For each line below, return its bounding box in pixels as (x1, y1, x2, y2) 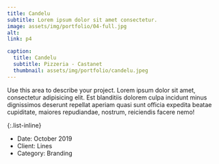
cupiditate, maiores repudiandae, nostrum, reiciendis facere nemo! (7, 108, 195, 116)
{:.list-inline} (7, 121, 42, 129)
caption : (7, 48, 32, 55)
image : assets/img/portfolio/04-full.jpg (7, 23, 127, 30)
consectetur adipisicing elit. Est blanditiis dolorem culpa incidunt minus (7, 93, 207, 102)
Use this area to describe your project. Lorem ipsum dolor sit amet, (7, 86, 196, 94)
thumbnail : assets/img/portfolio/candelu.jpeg (13, 67, 149, 74)
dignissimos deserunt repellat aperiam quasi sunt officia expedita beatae (7, 100, 212, 108)
